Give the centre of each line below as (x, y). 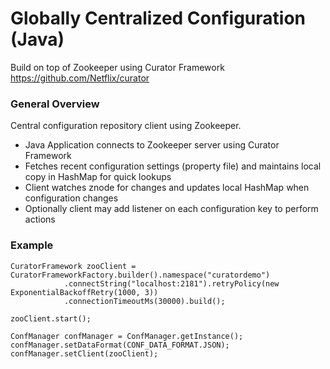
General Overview (55, 104)
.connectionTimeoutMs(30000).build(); (144, 301)
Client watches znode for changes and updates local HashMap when (167, 188)
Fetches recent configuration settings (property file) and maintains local (173, 166)
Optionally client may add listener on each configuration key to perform (171, 209)
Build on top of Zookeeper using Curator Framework (117, 67)
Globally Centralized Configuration (158, 18)
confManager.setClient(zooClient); (84, 353)
